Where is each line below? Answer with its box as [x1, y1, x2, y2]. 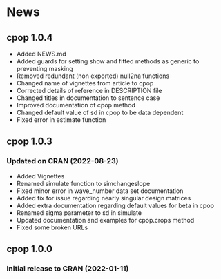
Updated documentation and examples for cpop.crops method [16, 216, 195, 224]
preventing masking [16, 65, 73, 72]
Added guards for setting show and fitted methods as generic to [16, 57, 200, 65]
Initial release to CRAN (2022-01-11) [6, 264, 129, 273]
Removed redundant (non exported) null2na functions [16, 72, 170, 80]
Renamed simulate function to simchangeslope [16, 179, 151, 187]
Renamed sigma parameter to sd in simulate [16, 208, 142, 217]
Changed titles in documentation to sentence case [16, 94, 160, 102]
